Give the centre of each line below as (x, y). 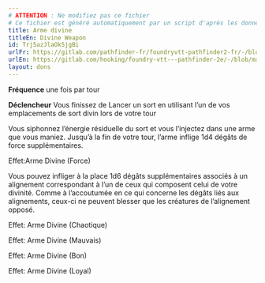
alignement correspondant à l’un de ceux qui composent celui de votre (123, 184)
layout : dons (30, 67)
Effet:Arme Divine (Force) (49, 160)
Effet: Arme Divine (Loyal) (50, 270)
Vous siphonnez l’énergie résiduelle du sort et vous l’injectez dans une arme (132, 128)
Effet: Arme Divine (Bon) (48, 255)
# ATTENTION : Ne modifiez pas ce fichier (79, 15)
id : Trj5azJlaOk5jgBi (44, 45)
